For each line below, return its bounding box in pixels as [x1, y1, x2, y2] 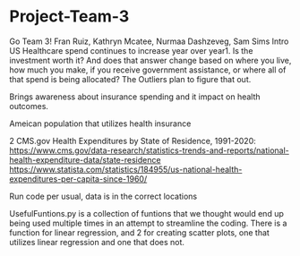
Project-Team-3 [9, 6, 130, 27]
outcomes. [9, 100, 49, 111]
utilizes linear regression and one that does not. [9, 236, 185, 247]
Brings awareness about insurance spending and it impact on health [9, 91, 261, 102]
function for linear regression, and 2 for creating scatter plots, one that [9, 226, 270, 238]
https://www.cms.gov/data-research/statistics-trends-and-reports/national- [9, 145, 289, 156]
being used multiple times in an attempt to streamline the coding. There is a [9, 218, 287, 228]
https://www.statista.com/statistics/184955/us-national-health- [9, 164, 243, 175]
